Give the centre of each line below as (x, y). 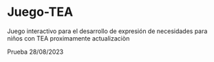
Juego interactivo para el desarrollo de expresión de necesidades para (107, 31)
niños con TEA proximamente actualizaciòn (68, 38)
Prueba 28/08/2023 (35, 52)
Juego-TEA (40, 12)
